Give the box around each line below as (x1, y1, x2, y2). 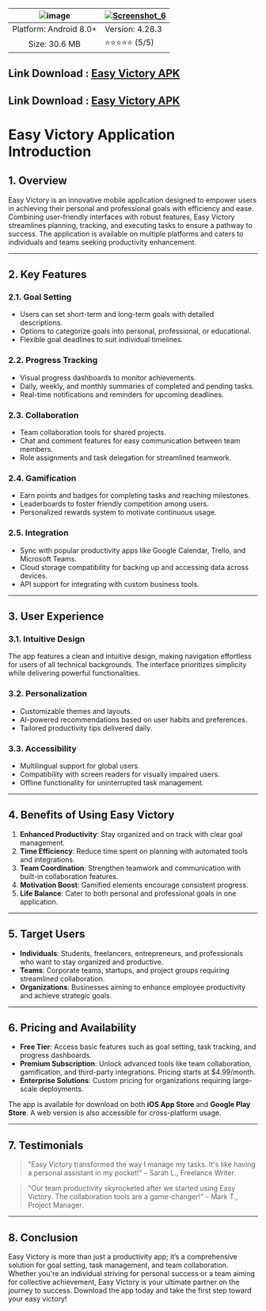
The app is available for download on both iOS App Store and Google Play (8, 1100, 251, 1109)
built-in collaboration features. (19, 871, 119, 881)
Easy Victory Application (8, 125, 176, 144)
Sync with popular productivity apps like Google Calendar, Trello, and (19, 546, 246, 555)
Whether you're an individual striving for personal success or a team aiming (8, 1269, 256, 1278)
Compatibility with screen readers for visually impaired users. (19, 769, 220, 779)
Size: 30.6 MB (28, 38, 82, 49)
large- (232, 1076, 253, 1085)
